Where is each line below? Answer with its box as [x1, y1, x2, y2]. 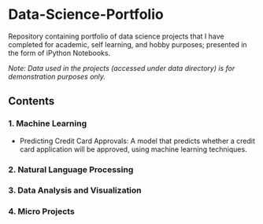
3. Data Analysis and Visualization [8, 185, 142, 196]
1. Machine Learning [8, 118, 87, 129]
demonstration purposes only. [8, 72, 106, 81]
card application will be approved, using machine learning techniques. [19, 144, 247, 154]
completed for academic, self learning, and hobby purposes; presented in [8, 39, 247, 49]
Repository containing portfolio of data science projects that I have [8, 31, 224, 41]
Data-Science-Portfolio [8, 6, 164, 24]
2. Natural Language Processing [8, 163, 134, 174]
